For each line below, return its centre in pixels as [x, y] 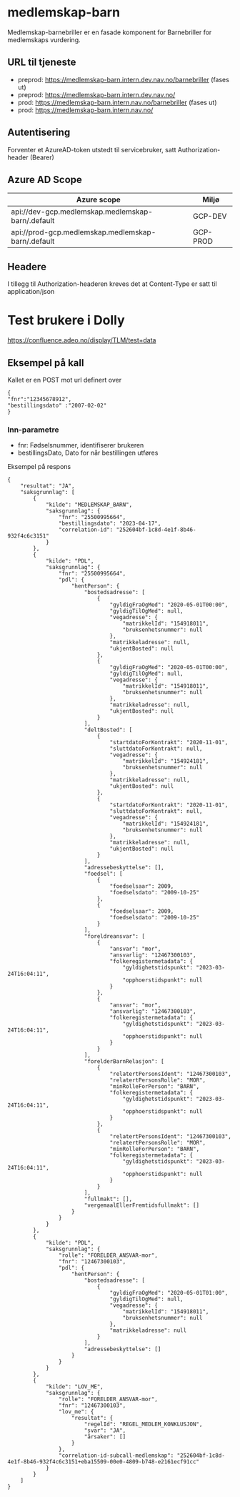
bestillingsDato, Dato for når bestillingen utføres [88, 453]
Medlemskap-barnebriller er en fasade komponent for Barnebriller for [110, 32]
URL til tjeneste [42, 63]
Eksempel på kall [46, 363]
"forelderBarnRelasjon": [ [124, 1062]
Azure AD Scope [45, 179]
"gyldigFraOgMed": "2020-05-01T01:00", [169, 1293]
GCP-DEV [210, 217]
